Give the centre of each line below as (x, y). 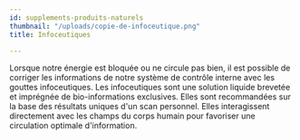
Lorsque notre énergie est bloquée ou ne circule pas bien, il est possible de (150, 68)
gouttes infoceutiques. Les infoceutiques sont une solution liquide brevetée (150, 88)
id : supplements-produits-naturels (77, 18)
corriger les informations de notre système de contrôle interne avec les (142, 78)
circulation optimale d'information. (73, 126)
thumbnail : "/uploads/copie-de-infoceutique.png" (105, 26)
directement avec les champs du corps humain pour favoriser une (132, 116)
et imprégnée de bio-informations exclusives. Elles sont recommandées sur (150, 97)
